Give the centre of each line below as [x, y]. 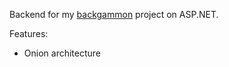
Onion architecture [62, 53]
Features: [29, 33]
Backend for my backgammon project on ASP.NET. [114, 14]
